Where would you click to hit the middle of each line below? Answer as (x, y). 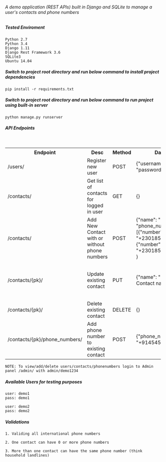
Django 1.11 (17, 48)
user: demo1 (17, 394)
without (96, 244)
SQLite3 (13, 57)
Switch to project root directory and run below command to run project (79, 100)
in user (95, 212)
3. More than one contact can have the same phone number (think (74, 451)
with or (95, 238)
